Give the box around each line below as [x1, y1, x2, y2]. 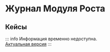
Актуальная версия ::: [5, 41, 52, 47]
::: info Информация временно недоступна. [5, 36, 97, 42]
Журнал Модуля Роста [5, 3, 105, 14]
